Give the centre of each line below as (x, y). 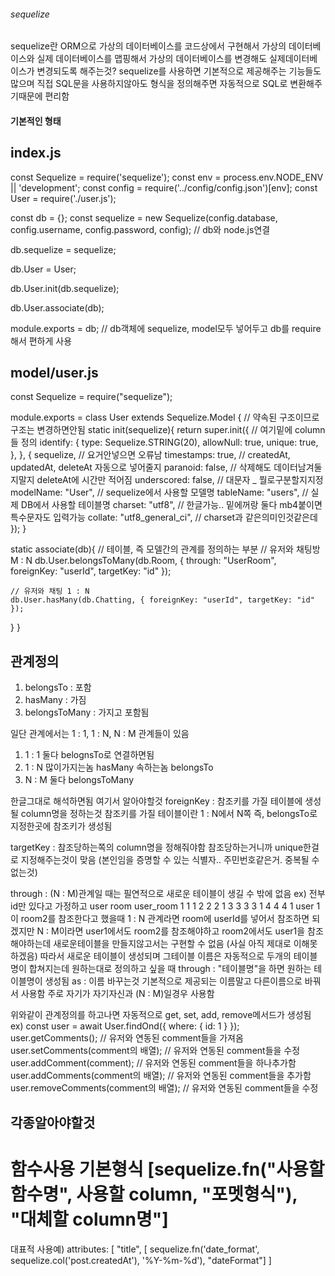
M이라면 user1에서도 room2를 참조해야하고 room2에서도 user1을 (178, 931)
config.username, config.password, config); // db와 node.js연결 (140, 229)
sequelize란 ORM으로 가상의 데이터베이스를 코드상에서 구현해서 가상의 (148, 46)
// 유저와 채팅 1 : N (50, 591)
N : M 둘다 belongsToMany (79, 780)
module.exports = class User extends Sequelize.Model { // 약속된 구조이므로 (165, 417)
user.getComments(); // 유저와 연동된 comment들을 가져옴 (127, 1038)
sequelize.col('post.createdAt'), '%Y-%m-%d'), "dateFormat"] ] (141, 1260)
